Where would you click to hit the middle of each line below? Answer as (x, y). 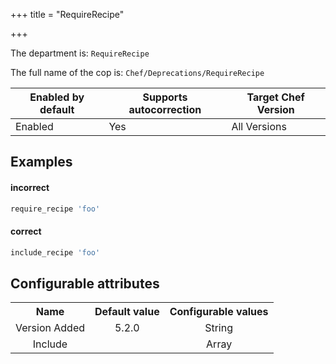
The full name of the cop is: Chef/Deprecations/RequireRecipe (137, 72)
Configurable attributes (85, 283)
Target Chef (275, 97)
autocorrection (165, 109)
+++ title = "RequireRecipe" (67, 14)
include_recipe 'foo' (55, 252)
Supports (165, 97)
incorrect (30, 187)
